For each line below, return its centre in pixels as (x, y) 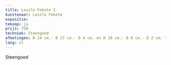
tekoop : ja (17, 24)
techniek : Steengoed (27, 33)
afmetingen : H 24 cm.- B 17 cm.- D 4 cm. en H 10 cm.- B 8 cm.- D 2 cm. (84, 38)
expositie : (17, 19)
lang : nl (15, 43)
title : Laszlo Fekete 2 (31, 10)
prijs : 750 (17, 29)
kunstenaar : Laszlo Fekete (34, 15)
